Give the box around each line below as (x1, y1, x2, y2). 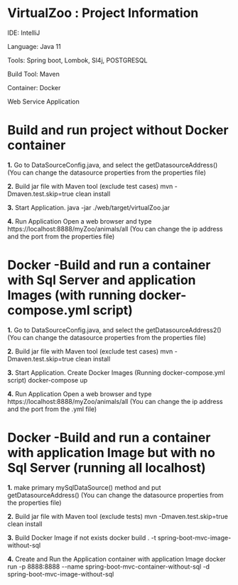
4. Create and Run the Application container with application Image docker (7, 554, 226, 563)
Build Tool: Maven (7, 70, 60, 78)
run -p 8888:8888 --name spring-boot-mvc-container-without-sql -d (7, 562, 210, 571)
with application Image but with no (7, 445, 215, 461)
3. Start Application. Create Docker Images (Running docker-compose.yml (7, 368, 225, 377)
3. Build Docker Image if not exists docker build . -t (7, 533, 156, 542)
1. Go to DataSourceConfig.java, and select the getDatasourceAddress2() (7, 325, 222, 334)
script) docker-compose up (7, 376, 87, 384)
